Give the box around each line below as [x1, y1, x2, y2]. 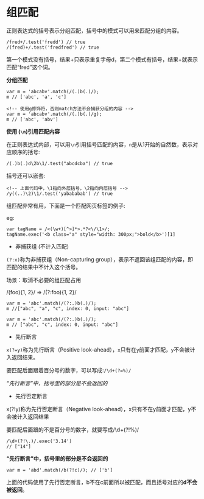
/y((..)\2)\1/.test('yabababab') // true [6, 190, 113, 197]
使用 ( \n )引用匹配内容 [6, 127, 60, 135]
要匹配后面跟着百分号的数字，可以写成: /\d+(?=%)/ [6, 366, 132, 373]
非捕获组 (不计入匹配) [15, 242, 69, 250]
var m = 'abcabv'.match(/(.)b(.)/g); [6, 111, 102, 117]
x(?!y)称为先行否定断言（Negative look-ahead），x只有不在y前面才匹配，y [6, 405, 191, 412]
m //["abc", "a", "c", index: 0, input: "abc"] [6, 305, 130, 311]
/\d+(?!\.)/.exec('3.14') [6, 438, 72, 444]
